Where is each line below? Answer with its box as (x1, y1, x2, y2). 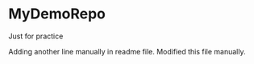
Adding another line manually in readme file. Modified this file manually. (8, 46, 246, 56)
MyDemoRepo (8, 5, 106, 23)
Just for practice (8, 31, 64, 41)
